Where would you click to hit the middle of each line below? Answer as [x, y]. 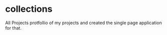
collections [29, 9]
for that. [13, 28]
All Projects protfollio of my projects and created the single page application [83, 23]
